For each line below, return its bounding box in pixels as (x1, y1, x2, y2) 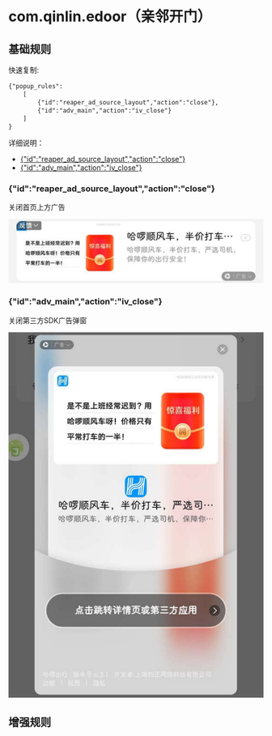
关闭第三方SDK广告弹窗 (8, 315, 87, 325)
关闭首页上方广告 (8, 202, 66, 212)
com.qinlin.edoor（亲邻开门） (8, 7, 212, 26)
